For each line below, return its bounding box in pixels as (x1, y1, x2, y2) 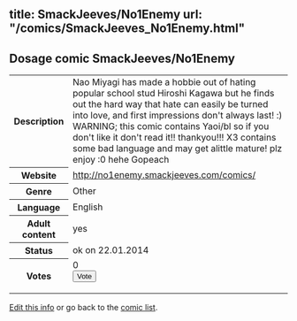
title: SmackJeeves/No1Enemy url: (9, 7, 203, 22)
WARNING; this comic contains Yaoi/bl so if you (72, 120, 270, 133)
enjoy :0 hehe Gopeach (72, 154, 170, 166)
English (72, 201, 103, 213)
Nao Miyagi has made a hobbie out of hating (72, 76, 256, 88)
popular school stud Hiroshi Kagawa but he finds (72, 88, 275, 100)
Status (25, 244, 53, 256)
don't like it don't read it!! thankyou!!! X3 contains (72, 132, 277, 144)
